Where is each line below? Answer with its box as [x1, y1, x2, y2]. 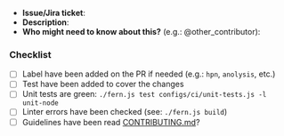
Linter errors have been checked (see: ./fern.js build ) [21, 107, 228, 117]
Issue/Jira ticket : [21, 8, 86, 18]
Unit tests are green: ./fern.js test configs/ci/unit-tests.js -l [21, 89, 267, 100]
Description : [21, 17, 69, 28]
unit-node [21, 99, 60, 108]
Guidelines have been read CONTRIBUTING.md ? [21, 116, 200, 127]
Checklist [9, 48, 52, 60]
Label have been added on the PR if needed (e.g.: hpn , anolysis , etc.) [21, 68, 276, 79]
